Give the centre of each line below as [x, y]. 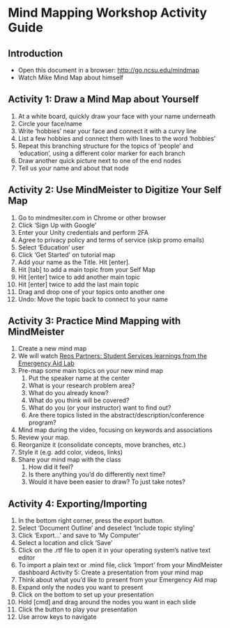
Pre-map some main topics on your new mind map [90, 371]
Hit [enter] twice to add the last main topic [78, 284]
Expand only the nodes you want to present [80, 588]
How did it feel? [51, 467]
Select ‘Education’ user [51, 247]
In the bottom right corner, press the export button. [91, 521]
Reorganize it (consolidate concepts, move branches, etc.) [102, 445]
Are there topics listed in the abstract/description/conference [116, 415]
